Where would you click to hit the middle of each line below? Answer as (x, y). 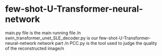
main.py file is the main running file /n (43, 33)
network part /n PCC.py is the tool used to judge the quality (97, 43)
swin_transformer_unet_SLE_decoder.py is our (52, 38)
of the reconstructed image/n (35, 48)
